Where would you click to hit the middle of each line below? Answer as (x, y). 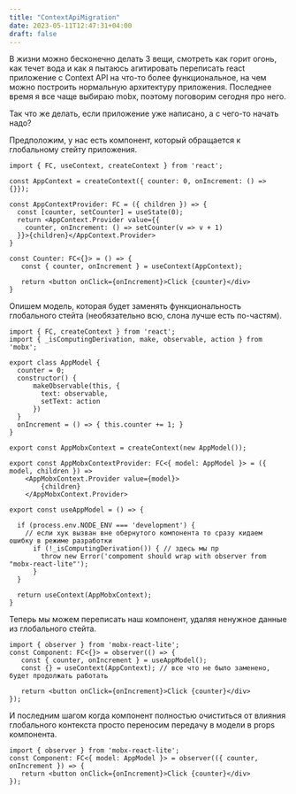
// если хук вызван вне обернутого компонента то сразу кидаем (144, 533)
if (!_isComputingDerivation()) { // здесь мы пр (125, 549)
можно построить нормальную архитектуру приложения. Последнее (140, 87)
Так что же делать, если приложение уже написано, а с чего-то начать (144, 114)
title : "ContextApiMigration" (65, 17)
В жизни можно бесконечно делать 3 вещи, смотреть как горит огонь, (143, 59)
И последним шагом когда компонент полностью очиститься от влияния (148, 716)
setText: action (71, 402)
